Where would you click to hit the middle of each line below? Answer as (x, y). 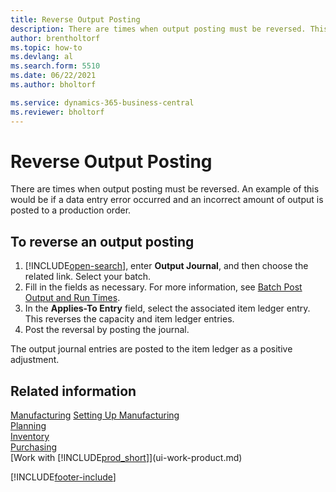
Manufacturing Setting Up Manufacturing (95, 415)
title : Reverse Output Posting (75, 19)
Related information (73, 391)
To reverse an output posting (102, 241)
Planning (28, 426)
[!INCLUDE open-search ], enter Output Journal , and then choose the (166, 266)
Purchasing (34, 447)
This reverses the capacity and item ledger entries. (129, 319)
